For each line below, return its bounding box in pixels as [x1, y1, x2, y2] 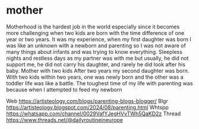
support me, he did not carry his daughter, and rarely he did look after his [6, 60, 186, 68]
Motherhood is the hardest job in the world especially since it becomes [6, 23, 180, 30]
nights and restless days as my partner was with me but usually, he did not [6, 54, 189, 62]
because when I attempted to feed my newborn [6, 86, 122, 93]
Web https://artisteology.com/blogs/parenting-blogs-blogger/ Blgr [6, 97, 168, 104]
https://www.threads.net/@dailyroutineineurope [6, 116, 124, 123]
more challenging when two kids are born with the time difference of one [6, 29, 185, 36]
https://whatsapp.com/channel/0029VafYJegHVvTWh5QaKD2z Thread [6, 110, 181, 117]
